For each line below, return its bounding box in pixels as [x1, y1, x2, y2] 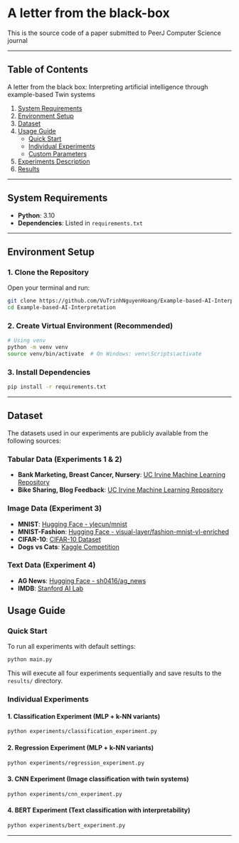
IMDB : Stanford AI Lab [17, 584, 84, 592]
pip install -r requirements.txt [7, 383, 107, 390]
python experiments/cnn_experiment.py [7, 790, 122, 797]
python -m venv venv [7, 344, 69, 351]
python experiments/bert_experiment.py [7, 822, 126, 829]
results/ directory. [7, 677, 63, 685]
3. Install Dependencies [7, 367, 91, 377]
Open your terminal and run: [7, 283, 90, 292]
